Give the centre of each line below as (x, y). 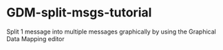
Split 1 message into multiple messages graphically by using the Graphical (111, 32)
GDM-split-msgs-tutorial (79, 13)
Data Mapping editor (35, 38)
